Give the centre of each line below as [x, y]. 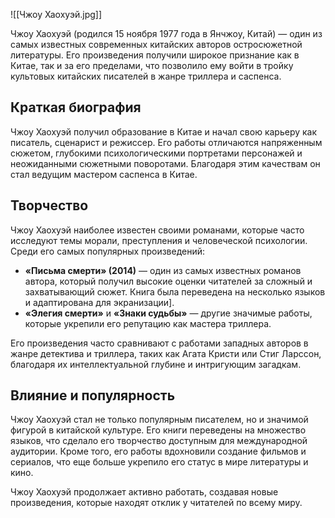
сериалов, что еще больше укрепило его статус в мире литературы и [159, 462]
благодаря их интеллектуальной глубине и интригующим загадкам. [156, 364]
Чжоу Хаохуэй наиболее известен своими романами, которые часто [157, 230]
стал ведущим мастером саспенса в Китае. [104, 174]
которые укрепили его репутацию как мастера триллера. [148, 323]
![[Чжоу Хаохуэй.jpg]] [56, 14]
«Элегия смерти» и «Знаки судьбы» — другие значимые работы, [168, 313]
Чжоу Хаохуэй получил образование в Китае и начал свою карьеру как [164, 131]
